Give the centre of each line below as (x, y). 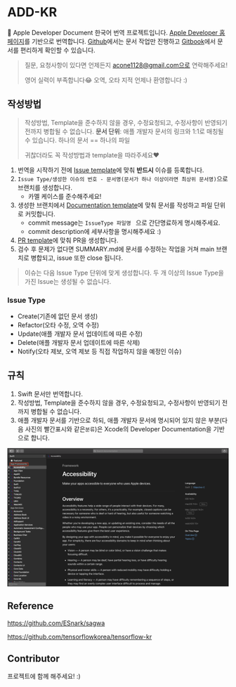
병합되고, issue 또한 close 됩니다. (77, 258)
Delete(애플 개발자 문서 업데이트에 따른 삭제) (79, 343)
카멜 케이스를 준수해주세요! (65, 196)
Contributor (33, 659)
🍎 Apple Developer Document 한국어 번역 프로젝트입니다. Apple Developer (113, 32)
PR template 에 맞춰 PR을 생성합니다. (68, 240)
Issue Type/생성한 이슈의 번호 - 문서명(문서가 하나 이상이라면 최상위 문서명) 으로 (123, 178)
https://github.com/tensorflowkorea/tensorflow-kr (80, 636)
